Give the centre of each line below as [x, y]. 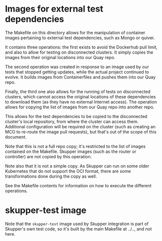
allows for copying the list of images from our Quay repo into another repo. [80, 107]
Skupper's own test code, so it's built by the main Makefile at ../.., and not [78, 229]
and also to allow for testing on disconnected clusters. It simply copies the [79, 52]
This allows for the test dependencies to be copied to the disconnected [76, 116]
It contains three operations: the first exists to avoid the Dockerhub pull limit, [81, 47]
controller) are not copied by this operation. [49, 156]
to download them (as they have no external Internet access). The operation [81, 102]
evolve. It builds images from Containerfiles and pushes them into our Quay [81, 77]
